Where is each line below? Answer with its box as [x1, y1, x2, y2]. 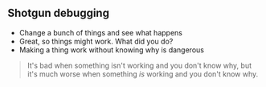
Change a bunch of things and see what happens [18, 27, 182, 37]
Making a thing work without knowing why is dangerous [18, 44, 204, 55]
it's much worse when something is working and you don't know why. [27, 68, 259, 79]
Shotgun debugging [7, 6, 110, 20]
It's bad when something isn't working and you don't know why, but [27, 60, 252, 70]
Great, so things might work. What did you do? [18, 36, 174, 46]
